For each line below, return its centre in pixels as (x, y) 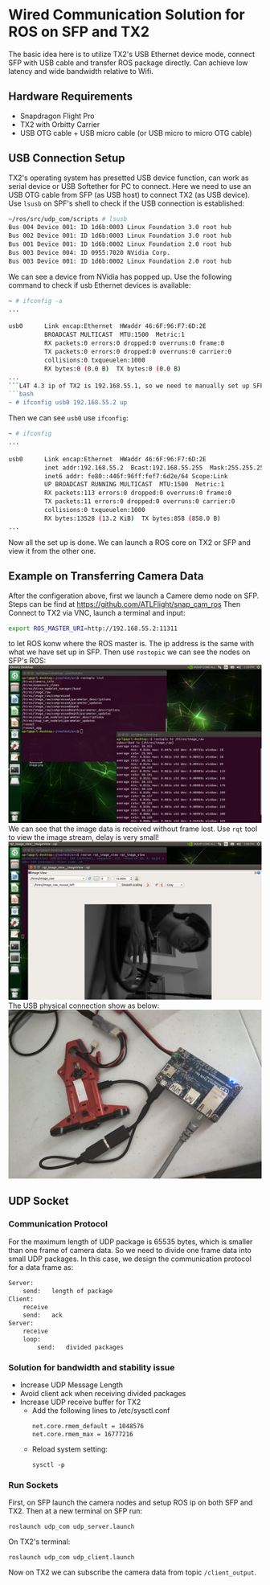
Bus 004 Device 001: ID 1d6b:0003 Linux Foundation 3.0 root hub (120, 227)
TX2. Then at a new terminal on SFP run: (76, 1511)
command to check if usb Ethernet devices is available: (100, 285)
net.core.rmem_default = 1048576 (88, 1427)
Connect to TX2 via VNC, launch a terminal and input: (97, 612)
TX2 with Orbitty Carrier (60, 124)
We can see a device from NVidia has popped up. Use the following (120, 276)
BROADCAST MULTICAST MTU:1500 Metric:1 (114, 335)
